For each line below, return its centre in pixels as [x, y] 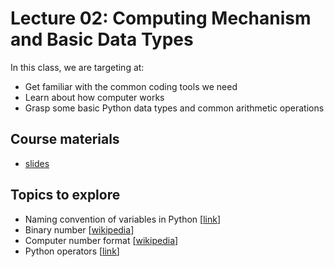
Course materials [65, 139]
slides [37, 163]
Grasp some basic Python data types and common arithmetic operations [174, 108]
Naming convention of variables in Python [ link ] [123, 219]
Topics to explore [65, 195]
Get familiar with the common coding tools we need [131, 86]
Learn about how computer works [94, 97]
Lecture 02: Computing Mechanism [161, 18]
